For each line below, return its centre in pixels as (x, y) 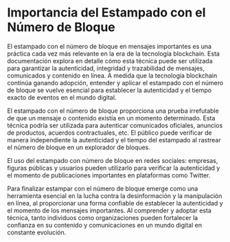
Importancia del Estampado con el (106, 13)
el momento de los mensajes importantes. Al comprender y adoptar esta (109, 210)
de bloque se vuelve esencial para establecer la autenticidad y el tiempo (109, 90)
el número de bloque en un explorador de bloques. (79, 147)
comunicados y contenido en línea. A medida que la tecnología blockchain (112, 75)
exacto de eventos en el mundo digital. (62, 97)
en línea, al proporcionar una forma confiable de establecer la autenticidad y (115, 203)
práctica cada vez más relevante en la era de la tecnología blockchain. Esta (113, 54)
